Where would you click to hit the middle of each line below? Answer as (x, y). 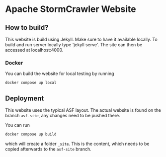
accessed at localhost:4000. (34, 50)
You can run (18, 125)
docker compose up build (31, 134)
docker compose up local (31, 83)
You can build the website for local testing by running (60, 74)
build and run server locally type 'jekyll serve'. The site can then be (74, 45)
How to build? (27, 28)
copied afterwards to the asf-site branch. (48, 149)
